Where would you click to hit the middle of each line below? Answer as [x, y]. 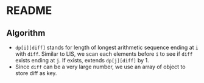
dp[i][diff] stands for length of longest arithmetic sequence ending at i [107, 47]
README [29, 11]
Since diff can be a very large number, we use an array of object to [100, 67]
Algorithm [26, 33]
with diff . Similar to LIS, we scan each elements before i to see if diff [104, 54]
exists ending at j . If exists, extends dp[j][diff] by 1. [82, 60]
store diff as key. [36, 73]
